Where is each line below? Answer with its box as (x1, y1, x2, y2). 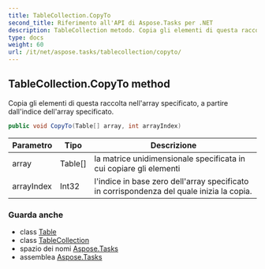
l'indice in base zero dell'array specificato (94, 175, 249, 186)
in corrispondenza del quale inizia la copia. (94, 185, 252, 196)
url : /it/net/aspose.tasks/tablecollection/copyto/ (8, 48, 181, 56)
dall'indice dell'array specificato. (8, 106, 114, 116)
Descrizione (150, 140, 197, 151)
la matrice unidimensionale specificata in (94, 153, 246, 164)
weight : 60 (8, 41, 44, 49)
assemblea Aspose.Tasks (19, 252, 103, 261)
